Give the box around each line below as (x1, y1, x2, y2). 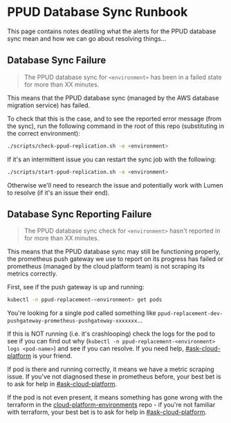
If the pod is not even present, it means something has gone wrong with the (7, 393, 223, 402)
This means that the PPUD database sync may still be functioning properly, (7, 247, 221, 256)
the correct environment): (7, 129, 81, 137)
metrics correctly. (7, 269, 57, 278)
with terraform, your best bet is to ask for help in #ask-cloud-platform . (7, 408, 207, 416)
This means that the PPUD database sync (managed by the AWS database (7, 93, 219, 102)
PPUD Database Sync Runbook (7, 4, 188, 20)
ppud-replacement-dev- (158, 310, 223, 317)
